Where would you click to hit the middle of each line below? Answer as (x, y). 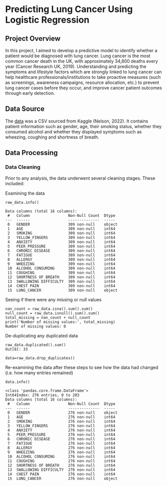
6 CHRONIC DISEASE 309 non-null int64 (61, 251)
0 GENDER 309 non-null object (62, 224)
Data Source (25, 109)
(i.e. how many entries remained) (39, 373)
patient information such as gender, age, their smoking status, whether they (83, 126)
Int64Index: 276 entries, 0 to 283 (42, 395)
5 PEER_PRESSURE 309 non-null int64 (61, 246)
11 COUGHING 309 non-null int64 (61, 273)
